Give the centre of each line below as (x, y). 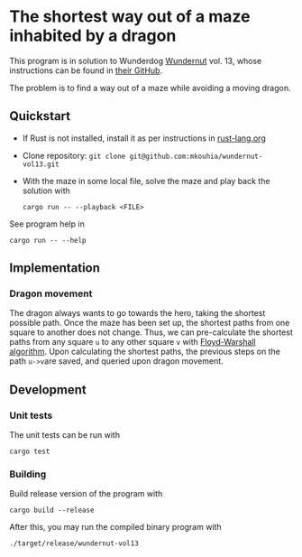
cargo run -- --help (48, 240)
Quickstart (40, 116)
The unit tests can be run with (64, 435)
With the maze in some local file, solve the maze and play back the (146, 181)
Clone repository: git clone (74, 155)
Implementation (55, 268)
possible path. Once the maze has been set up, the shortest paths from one (150, 323)
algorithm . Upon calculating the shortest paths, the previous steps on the (145, 352)
